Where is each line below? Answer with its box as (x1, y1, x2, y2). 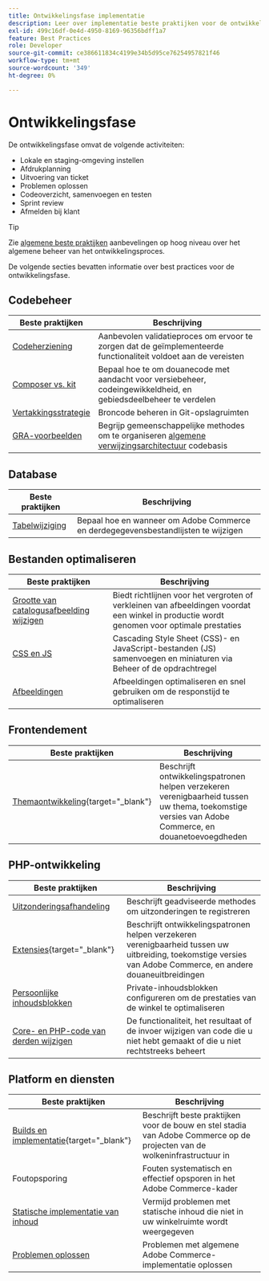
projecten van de (143, 1140, 207, 1151)
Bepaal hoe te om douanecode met (98, 364, 230, 375)
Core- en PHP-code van (12, 1025, 106, 1036)
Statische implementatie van (12, 1206, 119, 1218)
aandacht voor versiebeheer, (98, 374, 207, 386)
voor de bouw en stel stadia (143, 1120, 247, 1131)
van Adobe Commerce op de (143, 1130, 251, 1141)
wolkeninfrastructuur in (143, 1150, 230, 1161)
